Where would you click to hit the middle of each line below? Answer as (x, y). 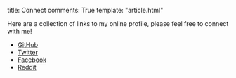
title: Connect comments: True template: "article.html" (85, 10)
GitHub (28, 45)
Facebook (32, 60)
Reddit (27, 67)
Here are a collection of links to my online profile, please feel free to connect (118, 24)
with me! (20, 31)
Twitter (28, 52)
